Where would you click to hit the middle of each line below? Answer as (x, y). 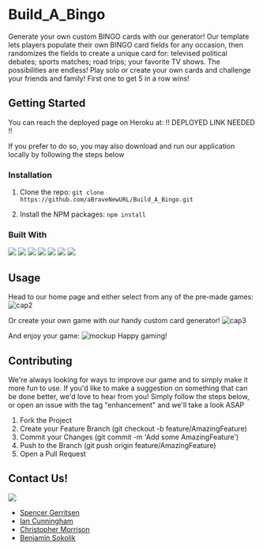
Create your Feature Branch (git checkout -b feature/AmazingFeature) (133, 428)
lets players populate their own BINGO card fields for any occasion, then (126, 44)
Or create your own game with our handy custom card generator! (114, 321)
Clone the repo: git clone (62, 192)
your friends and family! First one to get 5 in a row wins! (99, 78)
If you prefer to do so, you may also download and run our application (122, 146)
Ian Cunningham (46, 521)
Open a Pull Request (53, 454)
